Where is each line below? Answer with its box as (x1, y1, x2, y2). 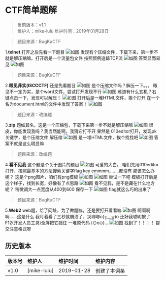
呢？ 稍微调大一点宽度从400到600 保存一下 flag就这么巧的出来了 (5, 186, 151, 192)
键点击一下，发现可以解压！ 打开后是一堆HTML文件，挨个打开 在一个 (5, 94, 160, 100)
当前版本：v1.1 (17, 22, 46, 28)
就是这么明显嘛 (13, 140, 44, 146)
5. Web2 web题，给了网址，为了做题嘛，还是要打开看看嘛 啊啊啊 (5, 207, 151, 213)
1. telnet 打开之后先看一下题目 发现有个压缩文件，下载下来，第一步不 (5, 49, 159, 55)
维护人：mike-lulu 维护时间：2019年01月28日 (17, 28, 109, 34)
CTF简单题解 (5, 4, 57, 16)
